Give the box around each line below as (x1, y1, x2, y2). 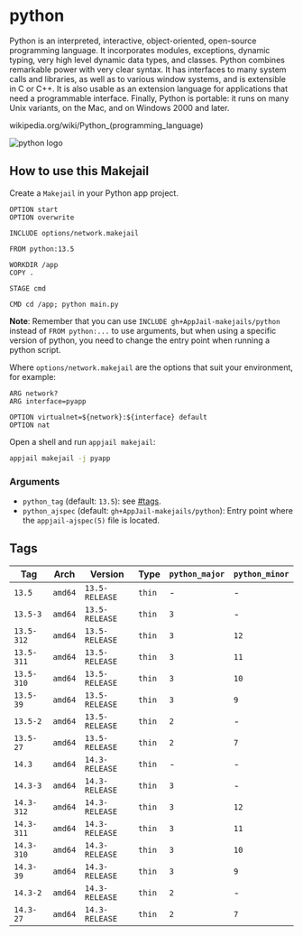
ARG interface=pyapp (9, 396, 87, 406)
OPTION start (9, 205, 59, 214)
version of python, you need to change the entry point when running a (9, 335, 271, 346)
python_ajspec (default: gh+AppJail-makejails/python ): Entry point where (22, 505, 293, 515)
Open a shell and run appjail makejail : (9, 436, 156, 447)
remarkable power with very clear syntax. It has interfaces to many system (9, 64, 287, 75)
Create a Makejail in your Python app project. (9, 187, 179, 199)
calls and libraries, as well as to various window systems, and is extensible (9, 73, 287, 84)
